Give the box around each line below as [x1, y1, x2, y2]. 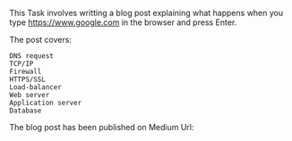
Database [9, 106, 42, 115]
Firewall [9, 67, 42, 76]
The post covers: [9, 35, 72, 45]
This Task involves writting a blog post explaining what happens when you [9, 8, 284, 18]
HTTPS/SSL [9, 75, 47, 84]
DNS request [9, 52, 54, 61]
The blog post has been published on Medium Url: [9, 122, 194, 132]
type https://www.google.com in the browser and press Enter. [9, 17, 237, 28]
